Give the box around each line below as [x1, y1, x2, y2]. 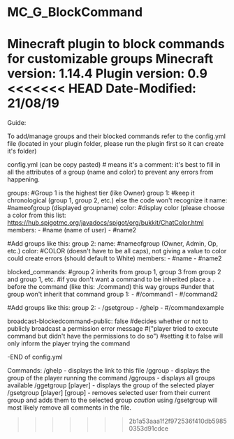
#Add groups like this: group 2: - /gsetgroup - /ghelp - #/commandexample [7, 304, 224, 312]
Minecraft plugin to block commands [7, 36, 225, 52]
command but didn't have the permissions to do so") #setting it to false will [7, 332, 224, 341]
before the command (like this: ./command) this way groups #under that [7, 283, 214, 291]
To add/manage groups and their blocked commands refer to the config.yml [7, 132, 226, 140]
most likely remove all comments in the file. [7, 403, 131, 412]
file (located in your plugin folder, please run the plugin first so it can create [7, 140, 224, 148]
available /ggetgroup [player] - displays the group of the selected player [7, 381, 215, 389]
